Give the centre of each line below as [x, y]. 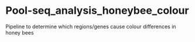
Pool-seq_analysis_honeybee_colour [97, 11]
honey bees [20, 32]
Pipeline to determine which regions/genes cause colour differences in [91, 26]
